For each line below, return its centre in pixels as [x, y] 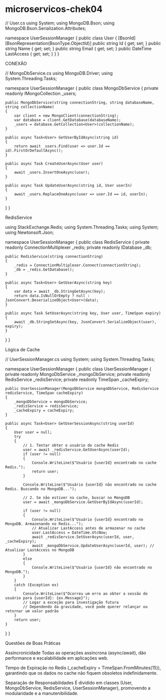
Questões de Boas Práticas [33, 643]
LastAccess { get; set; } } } [32, 54]
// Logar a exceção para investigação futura [71, 602]
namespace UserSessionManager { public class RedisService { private [78, 242]
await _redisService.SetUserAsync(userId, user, [83, 537]
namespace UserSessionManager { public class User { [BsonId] [70, 38]
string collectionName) [30, 107]
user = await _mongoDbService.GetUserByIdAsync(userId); [83, 502]
